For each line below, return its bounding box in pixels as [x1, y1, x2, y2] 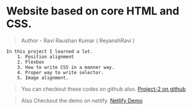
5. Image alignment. [17, 75, 69, 81]
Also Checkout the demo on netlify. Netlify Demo [21, 97, 143, 104]
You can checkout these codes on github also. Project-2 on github [21, 85, 186, 93]
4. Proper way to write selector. [17, 69, 104, 76]
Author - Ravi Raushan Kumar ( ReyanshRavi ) [21, 37, 135, 44]
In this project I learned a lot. [6, 48, 94, 55]
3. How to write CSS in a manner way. [17, 64, 115, 70]
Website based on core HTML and [6, 4, 179, 18]
